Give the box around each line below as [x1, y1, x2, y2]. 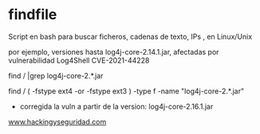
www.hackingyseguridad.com [8, 117, 107, 126]
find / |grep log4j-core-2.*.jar [8, 71, 104, 80]
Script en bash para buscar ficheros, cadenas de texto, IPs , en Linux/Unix [8, 32, 253, 41]
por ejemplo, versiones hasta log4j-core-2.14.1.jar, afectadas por [8, 47, 219, 56]
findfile [8, 6, 57, 24]
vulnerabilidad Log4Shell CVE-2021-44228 [8, 56, 150, 65]
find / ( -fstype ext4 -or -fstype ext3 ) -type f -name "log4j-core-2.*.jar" [8, 86, 245, 96]
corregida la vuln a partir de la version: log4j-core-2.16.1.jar [19, 101, 214, 111]
